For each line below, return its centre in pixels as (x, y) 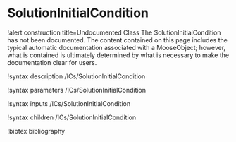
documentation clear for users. (52, 62)
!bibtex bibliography (36, 131)
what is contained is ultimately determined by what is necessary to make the (118, 55)
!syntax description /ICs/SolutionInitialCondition (76, 76)
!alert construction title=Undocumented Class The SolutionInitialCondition (114, 32)
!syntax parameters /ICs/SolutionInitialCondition (77, 90)
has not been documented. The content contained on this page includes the (117, 40)
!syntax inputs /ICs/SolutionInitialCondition (69, 103)
